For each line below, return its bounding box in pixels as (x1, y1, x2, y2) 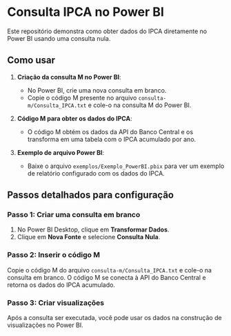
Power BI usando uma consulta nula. (7, 34, 111, 42)
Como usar (7, 55, 56, 66)
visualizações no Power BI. (7, 321, 84, 329)
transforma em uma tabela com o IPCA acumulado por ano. (27, 135, 197, 143)
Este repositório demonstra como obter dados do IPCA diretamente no (7, 27, 208, 35)
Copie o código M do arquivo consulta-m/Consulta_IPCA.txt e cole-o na (7, 265, 212, 274)
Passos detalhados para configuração (7, 189, 174, 201)
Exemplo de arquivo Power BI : (17, 148, 105, 156)
